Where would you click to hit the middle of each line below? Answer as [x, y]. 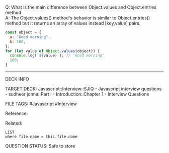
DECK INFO [17, 79]
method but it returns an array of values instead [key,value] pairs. [73, 23]
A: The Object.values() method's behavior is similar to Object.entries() [78, 18]
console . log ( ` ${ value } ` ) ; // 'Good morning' [57, 55]
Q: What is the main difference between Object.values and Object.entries [81, 7]
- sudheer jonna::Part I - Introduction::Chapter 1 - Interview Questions [77, 94]
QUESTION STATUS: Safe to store [40, 146]
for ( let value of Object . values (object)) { [53, 51]
